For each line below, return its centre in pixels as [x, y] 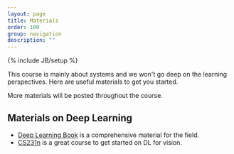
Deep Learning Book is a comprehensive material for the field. [108, 135]
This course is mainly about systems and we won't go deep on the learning [117, 75]
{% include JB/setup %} [43, 60]
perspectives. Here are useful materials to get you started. [93, 82]
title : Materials [33, 21]
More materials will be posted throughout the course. [85, 96]
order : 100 [23, 27]
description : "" [31, 40]
